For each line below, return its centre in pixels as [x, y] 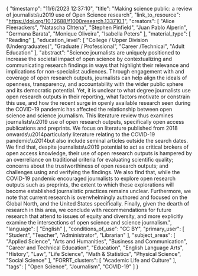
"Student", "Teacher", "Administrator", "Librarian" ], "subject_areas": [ [91, 235]
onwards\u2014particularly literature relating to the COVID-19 [81, 134]
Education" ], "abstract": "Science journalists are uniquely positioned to [93, 52]
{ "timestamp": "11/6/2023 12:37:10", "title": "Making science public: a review [99, 9]
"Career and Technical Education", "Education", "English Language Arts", [95, 248]
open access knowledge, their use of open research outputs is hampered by [99, 153]
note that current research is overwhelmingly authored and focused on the [97, 197]
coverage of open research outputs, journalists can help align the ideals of [97, 78]
